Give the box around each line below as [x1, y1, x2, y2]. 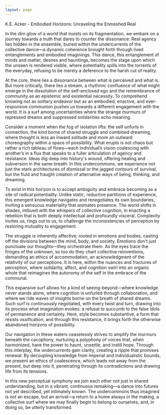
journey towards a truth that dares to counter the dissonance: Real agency [5, 36, 157, 42]
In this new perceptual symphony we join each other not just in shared [5, 378, 149, 384]
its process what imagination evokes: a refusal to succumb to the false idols [5, 306, 160, 312]
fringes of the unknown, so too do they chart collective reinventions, [5, 249, 145, 254]
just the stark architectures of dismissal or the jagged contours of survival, [5, 166, 157, 172]
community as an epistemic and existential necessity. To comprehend [5, 93, 148, 99]
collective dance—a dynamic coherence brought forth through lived [5, 46, 144, 52]
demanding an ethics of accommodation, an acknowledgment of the [5, 254, 145, 260]
